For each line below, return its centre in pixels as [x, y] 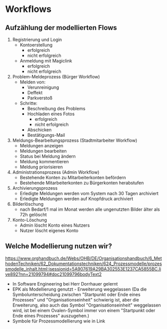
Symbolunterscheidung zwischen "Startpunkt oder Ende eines [76, 294]
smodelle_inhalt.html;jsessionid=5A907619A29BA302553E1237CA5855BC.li [83, 269]
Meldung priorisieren [41, 167]
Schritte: [28, 103]
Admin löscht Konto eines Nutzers [55, 225]
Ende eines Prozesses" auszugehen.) [51, 316]
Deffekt [35, 93]
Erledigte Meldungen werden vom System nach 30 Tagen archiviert [89, 193]
